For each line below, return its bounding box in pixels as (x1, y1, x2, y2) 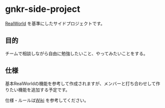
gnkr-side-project (5, 3, 81, 15)
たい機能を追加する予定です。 (9, 87, 70, 93)
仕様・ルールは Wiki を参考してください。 (5, 97, 89, 103)
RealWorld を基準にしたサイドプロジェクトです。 (5, 20, 105, 26)
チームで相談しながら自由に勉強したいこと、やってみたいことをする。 (5, 51, 148, 56)
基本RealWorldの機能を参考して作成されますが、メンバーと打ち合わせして (5, 80, 156, 86)
